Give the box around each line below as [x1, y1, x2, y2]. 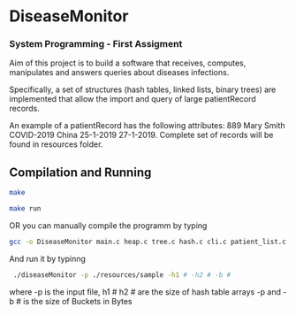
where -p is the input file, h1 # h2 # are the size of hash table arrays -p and [9, 286, 281, 297]
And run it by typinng [9, 253, 87, 264]
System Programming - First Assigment [9, 38, 183, 50]
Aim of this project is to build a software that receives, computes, [9, 58, 247, 68]
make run [9, 204, 42, 213]
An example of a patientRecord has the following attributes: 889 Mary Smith [9, 120, 285, 131]
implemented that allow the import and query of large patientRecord [9, 94, 256, 104]
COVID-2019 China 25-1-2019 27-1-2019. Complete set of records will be [9, 130, 274, 141]
